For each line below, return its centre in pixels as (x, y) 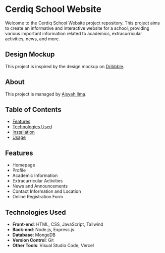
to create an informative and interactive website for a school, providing (77, 28)
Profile (19, 170)
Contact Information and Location (47, 191)
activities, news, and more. (33, 39)
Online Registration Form (38, 197)
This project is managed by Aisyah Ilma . (46, 94)
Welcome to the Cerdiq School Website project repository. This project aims (82, 23)
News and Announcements (40, 186)
